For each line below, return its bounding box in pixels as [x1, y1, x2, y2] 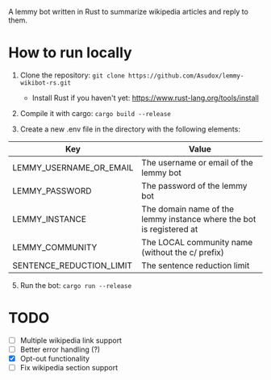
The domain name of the [140, 203, 235, 215]
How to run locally [8, 44, 132, 62]
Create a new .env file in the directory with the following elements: [19, 124, 240, 134]
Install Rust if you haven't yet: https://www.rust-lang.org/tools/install [31, 93, 260, 102]
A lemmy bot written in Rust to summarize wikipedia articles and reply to [8, 7, 248, 16]
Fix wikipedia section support [19, 363, 119, 373]
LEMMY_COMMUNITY [12, 241, 98, 253]
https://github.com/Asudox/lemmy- [127, 72, 244, 80]
